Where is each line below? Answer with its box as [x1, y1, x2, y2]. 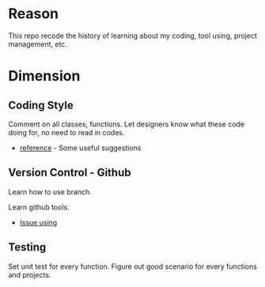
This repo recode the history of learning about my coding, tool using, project [8, 31, 257, 40]
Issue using [19, 217, 58, 227]
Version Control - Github [8, 166, 131, 179]
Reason [8, 5, 59, 23]
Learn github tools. [8, 202, 70, 212]
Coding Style [8, 98, 74, 111]
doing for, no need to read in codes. [8, 127, 125, 137]
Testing [8, 240, 47, 254]
